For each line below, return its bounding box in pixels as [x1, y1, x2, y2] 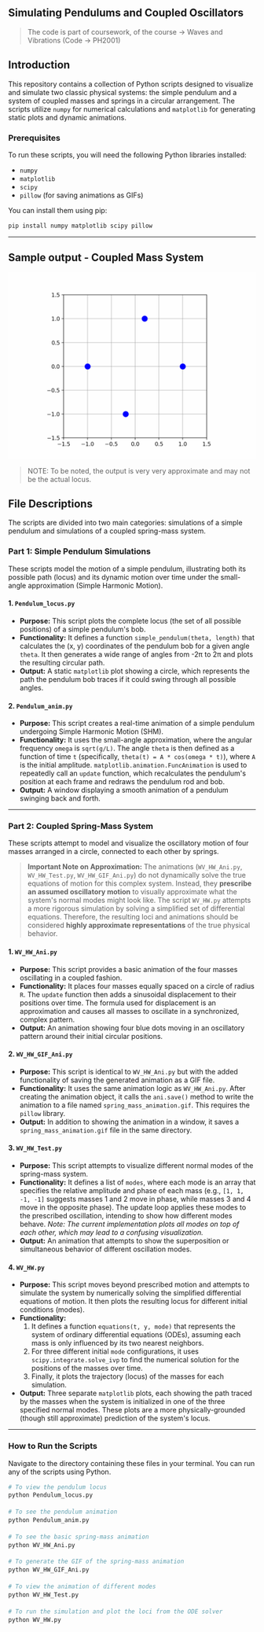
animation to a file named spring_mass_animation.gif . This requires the [19, 1100, 250, 1110]
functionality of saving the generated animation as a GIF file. [19, 1075, 215, 1085]
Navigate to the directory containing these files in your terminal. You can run [8, 1458, 255, 1468]
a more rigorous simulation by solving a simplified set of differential [27, 904, 246, 913]
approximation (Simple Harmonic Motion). [27, 580, 163, 590]
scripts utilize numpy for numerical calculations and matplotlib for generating [8, 104, 255, 113]
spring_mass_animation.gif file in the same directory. [19, 1125, 192, 1135]
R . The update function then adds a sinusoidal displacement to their [19, 989, 237, 999]
